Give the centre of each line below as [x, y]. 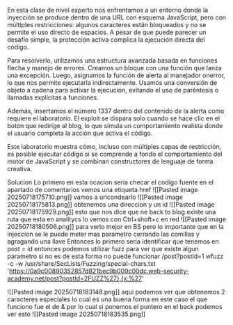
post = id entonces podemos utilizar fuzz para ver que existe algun [103, 249]
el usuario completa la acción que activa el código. [80, 133]
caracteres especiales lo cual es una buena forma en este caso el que [107, 299]
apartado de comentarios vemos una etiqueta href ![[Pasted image [103, 190]
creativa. [20, 169]
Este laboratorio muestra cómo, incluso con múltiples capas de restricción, [114, 146]
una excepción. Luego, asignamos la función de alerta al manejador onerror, [116, 75]
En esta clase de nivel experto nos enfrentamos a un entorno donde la [108, 10]
